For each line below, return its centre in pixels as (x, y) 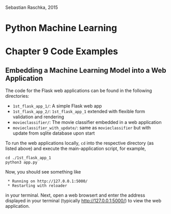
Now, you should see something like (43, 172)
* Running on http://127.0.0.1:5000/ (47, 181)
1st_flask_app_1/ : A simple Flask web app (57, 106)
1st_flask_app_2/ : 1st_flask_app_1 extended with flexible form (79, 112)
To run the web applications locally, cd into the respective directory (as (80, 143)
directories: (17, 96)
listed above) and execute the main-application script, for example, (76, 148)
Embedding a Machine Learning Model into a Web (86, 70)
